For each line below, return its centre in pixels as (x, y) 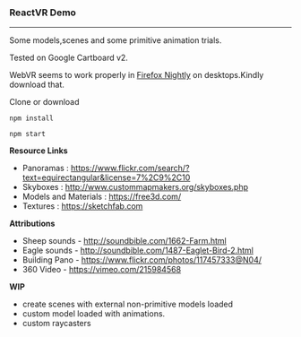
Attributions (32, 224)
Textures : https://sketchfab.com (82, 206)
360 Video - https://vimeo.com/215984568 (102, 270)
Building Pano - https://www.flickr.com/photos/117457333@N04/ (142, 260)
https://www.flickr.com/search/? (130, 168)
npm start (28, 134)
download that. (37, 85)
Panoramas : (45, 168)
